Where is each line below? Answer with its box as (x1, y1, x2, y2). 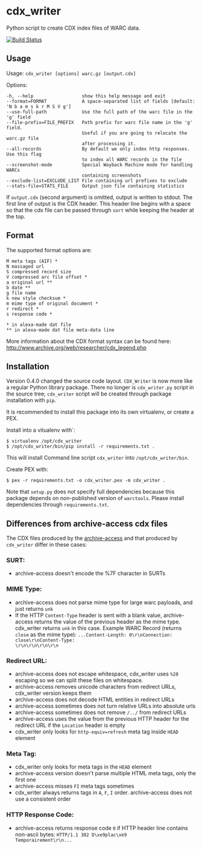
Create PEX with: (6, 466, 48, 473)
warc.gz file (6, 135, 39, 141)
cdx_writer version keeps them (14, 689, 92, 697)
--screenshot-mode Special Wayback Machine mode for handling (6, 161, 193, 168)
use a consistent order (14, 795, 71, 802)
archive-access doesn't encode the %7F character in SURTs (14, 570, 166, 577)
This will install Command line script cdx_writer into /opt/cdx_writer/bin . (6, 454, 189, 461)
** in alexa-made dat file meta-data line (6, 327, 115, 333)
